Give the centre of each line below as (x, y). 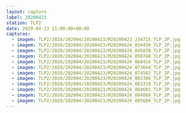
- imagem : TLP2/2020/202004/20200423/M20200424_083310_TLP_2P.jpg (96, 84)
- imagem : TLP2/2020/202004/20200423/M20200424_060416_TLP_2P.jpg (96, 62)
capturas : (19, 34)
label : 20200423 (26, 17)
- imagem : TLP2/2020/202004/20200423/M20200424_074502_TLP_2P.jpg (96, 73)
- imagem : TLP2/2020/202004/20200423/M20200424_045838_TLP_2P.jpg (96, 51)
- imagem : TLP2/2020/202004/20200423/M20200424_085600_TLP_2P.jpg (96, 100)
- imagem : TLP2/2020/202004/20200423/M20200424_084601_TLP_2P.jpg (96, 90)
